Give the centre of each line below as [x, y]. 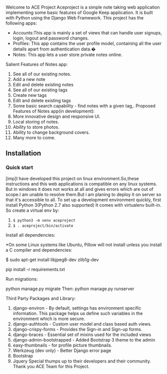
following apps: [21, 23]
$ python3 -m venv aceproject [44, 220]
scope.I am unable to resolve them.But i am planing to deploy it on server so [83, 194]
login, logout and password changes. [51, 38]
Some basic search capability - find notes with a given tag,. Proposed [84, 106]
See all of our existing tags [40, 90]
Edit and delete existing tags [42, 100]
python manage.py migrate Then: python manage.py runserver [70, 289]
